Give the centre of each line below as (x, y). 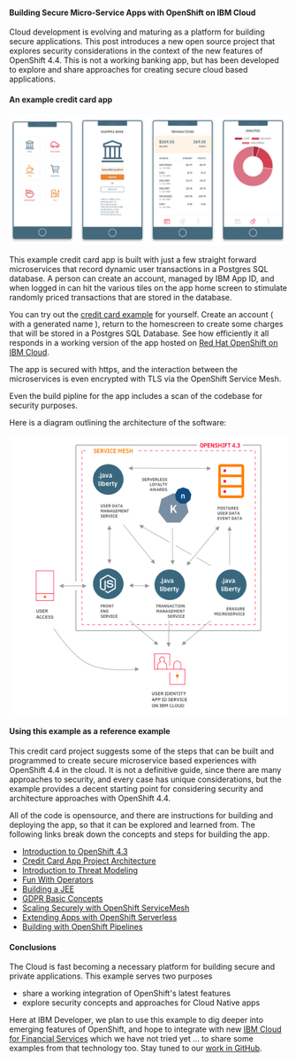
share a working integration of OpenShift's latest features (126, 994)
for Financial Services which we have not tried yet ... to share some (131, 1039)
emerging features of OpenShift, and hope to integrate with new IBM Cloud (145, 1029)
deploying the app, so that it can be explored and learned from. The (133, 825)
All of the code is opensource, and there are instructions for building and (141, 816)
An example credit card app (61, 99)
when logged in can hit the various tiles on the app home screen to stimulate (148, 287)
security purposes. (43, 405)
